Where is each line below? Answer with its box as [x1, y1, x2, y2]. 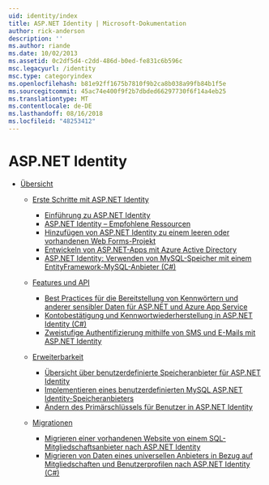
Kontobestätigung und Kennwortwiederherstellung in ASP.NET [44, 310, 254, 320]
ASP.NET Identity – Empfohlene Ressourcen [44, 219, 191, 228]
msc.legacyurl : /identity [8, 65, 96, 73]
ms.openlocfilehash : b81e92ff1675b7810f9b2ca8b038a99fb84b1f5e [8, 79, 227, 87]
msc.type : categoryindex [8, 72, 92, 80]
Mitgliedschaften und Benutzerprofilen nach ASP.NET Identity [44, 459, 250, 469]
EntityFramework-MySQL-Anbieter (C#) [44, 262, 177, 271]
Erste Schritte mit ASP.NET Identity [32, 194, 150, 204]
